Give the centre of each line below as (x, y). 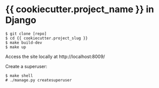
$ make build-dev (24, 42)
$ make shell (19, 76)
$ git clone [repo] (26, 34)
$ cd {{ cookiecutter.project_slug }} (47, 38)
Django (21, 20)
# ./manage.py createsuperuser (39, 80)
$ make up (16, 47)
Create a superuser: (26, 66)
